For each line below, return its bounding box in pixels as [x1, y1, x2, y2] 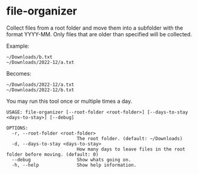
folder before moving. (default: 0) [6, 151, 99, 158]
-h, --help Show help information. [12, 162, 137, 168]
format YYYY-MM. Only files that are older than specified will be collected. [6, 30, 193, 37]
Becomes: [6, 69, 31, 77]
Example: [6, 42, 30, 50]
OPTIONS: [6, 125, 28, 131]
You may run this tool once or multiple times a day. [6, 97, 133, 105]
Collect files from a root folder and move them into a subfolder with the [6, 24, 183, 31]
